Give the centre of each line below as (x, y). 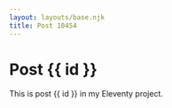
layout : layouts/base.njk (57, 17)
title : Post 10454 (43, 26)
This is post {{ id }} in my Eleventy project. (86, 94)
